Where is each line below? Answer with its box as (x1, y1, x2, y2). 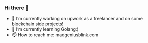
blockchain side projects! (11, 21, 64, 27)
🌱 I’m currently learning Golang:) (11, 26, 79, 32)
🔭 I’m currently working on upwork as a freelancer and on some (11, 16, 143, 22)
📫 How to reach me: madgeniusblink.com (11, 32, 99, 38)
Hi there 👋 (4, 4, 29, 11)
